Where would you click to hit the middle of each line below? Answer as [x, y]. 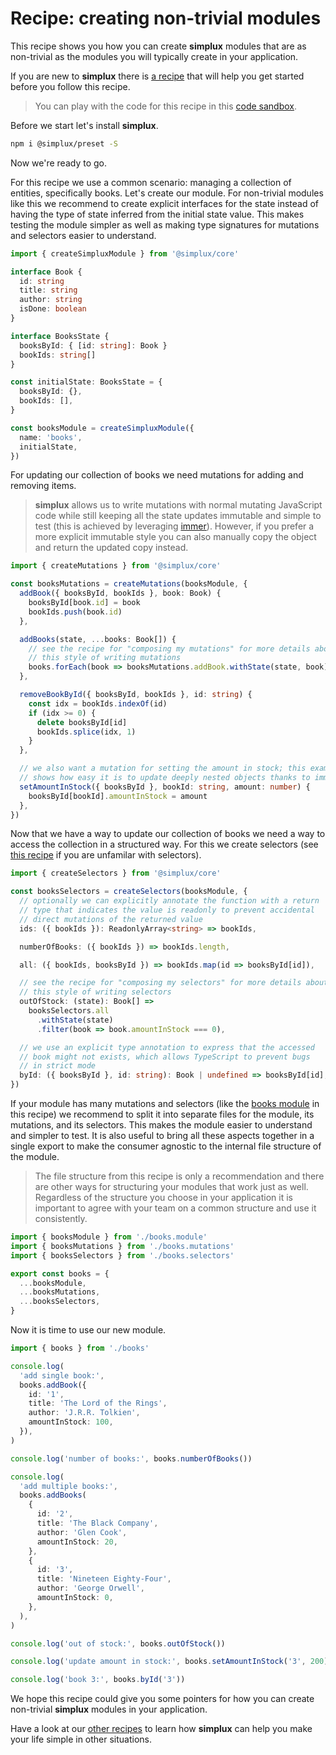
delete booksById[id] [82, 722]
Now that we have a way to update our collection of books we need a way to [168, 834]
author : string [51, 300]
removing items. [43, 486]
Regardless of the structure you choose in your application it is [163, 1198]
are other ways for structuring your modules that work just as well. [171, 1187]
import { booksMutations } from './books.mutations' [122, 1246]
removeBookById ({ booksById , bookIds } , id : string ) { [136, 695]
